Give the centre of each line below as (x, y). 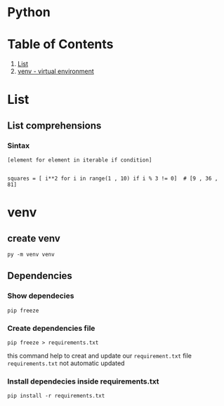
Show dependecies (41, 296)
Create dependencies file (51, 328)
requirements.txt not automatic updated (66, 363)
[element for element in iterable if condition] (80, 160)
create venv (34, 238)
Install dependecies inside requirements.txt (83, 381)
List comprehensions (54, 125)
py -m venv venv (31, 254)
